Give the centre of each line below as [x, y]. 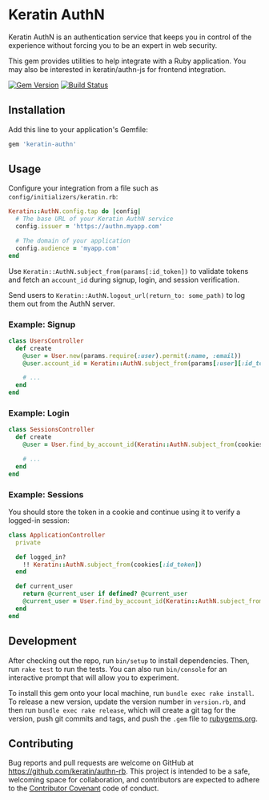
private [28, 542]
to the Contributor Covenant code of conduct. [84, 788]
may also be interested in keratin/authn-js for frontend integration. [117, 69]
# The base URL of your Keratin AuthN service [94, 219]
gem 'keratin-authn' [43, 144]
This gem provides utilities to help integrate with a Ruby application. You [127, 61]
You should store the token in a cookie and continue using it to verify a [124, 512]
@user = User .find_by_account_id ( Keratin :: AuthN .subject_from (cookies [143, 445]
